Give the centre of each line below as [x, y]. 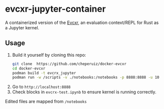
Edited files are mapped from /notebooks [46, 102]
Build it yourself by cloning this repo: [49, 55]
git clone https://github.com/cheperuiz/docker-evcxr [69, 64]
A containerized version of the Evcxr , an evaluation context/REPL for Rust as [82, 22]
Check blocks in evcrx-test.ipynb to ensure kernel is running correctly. [84, 92]
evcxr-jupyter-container [56, 9]
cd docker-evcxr [29, 68]
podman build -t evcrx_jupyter [44, 73]
